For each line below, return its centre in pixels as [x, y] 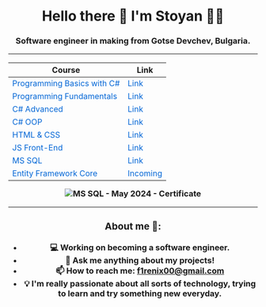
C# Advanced [38, 108]
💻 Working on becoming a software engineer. [140, 247]
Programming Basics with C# [66, 83]
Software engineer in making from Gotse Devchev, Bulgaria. [133, 41]
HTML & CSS [36, 135]
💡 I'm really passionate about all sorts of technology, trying [140, 283]
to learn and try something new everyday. [140, 294]
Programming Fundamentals [65, 96]
